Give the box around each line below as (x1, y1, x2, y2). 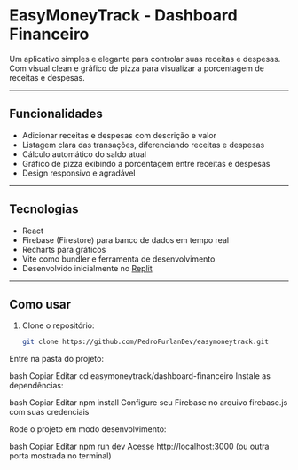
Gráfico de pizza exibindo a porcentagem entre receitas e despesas (21, 158, 271, 168)
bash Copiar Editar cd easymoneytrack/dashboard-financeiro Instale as (9, 371, 271, 381)
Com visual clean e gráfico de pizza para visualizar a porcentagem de (9, 63, 264, 74)
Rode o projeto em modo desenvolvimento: (9, 424, 167, 435)
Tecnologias (9, 201, 79, 217)
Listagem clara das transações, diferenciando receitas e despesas (21, 139, 265, 150)
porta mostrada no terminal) (9, 450, 113, 461)
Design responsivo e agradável (21, 168, 136, 178)
